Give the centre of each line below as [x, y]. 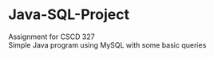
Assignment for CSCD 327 [52, 37]
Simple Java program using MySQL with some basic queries [107, 44]
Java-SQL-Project [69, 15]
